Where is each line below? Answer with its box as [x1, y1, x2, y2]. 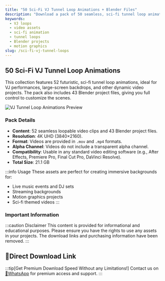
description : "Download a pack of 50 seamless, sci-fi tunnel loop [5, 12, 146, 17]
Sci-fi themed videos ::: [12, 199, 60, 205]
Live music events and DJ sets [12, 183, 74, 189]
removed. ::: [5, 238, 29, 244]
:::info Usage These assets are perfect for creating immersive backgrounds [5, 169, 157, 175]
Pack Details [5, 117, 36, 124]
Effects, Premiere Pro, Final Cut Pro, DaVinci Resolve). [12, 154, 122, 160]
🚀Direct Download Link [5, 252, 76, 260]
